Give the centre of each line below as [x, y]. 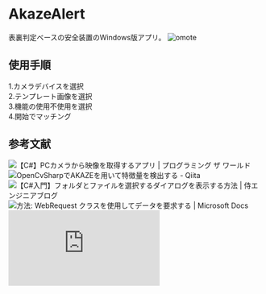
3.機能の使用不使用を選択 [50, 106]
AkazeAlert [47, 14]
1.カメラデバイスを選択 [46, 86]
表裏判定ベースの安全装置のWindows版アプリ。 [87, 37]
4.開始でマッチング [40, 116]
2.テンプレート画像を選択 [50, 96]
